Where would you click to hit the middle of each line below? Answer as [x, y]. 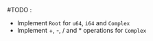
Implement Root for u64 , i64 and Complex [73, 23]
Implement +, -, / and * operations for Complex [82, 30]
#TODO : [20, 10]
